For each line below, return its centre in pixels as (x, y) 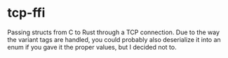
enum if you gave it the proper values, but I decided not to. (92, 47)
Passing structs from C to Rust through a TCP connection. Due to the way (113, 32)
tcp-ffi (26, 13)
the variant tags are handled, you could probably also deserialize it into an (114, 39)
